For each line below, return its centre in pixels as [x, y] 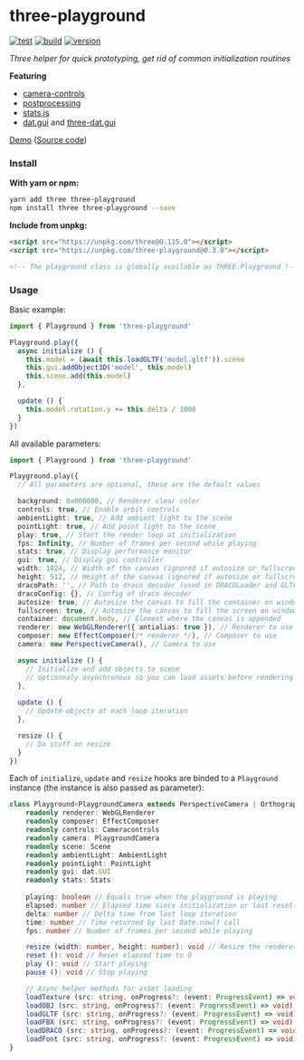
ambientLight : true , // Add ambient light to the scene [125, 518]
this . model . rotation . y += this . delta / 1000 [111, 409]
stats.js [36, 112]
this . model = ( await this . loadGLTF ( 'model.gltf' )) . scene [135, 359]
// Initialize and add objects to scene [103, 669]
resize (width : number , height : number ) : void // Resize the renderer [161, 947]
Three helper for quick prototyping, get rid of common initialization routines [150, 58]
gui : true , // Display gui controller [91, 560]
